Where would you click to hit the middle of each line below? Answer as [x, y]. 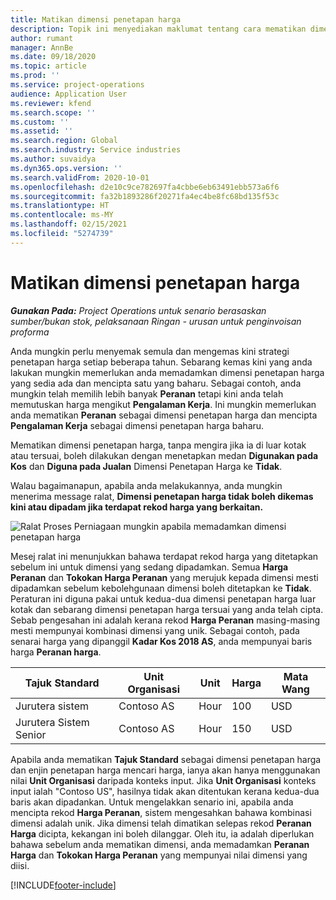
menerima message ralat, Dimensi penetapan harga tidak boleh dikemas [162, 496]
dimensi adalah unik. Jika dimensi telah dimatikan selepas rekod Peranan [161, 823]
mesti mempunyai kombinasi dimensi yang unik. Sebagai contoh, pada [155, 630]
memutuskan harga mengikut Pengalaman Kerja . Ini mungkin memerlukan [163, 404]
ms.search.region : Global [64, 141]
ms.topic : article [48, 66]
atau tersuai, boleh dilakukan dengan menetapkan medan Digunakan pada [164, 455]
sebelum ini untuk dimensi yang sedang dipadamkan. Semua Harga [149, 567]
